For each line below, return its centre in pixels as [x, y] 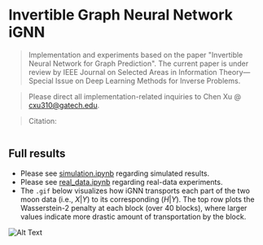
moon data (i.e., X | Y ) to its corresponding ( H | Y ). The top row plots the [137, 199]
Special [41, 81]
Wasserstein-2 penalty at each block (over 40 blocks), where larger [134, 208]
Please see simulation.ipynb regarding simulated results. [115, 173]
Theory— [235, 72]
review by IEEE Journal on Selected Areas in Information [123, 72]
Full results [37, 153]
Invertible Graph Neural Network [121, 15]
